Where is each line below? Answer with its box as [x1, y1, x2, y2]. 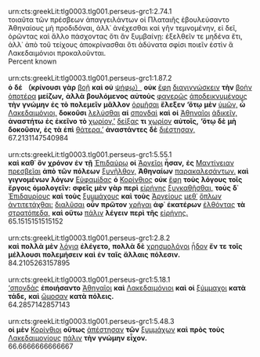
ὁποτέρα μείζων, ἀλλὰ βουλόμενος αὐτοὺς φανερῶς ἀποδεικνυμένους [8, 92, 248, 100]
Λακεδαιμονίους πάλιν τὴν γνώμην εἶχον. [8, 333, 147, 342]
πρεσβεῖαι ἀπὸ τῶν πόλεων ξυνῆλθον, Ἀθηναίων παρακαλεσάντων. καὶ [8, 166, 249, 176]
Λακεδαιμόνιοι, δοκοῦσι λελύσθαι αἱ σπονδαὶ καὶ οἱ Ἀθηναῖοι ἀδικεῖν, [8, 108, 237, 117]
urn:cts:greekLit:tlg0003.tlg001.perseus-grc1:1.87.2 [8, 74, 172, 82]
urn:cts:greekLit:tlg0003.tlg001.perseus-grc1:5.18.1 [8, 275, 171, 284]
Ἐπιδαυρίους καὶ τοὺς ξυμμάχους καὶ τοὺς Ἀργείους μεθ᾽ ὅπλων [8, 191, 222, 201]
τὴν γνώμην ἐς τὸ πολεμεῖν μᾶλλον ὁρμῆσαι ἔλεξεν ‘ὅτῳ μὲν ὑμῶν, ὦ [8, 100, 246, 109]
